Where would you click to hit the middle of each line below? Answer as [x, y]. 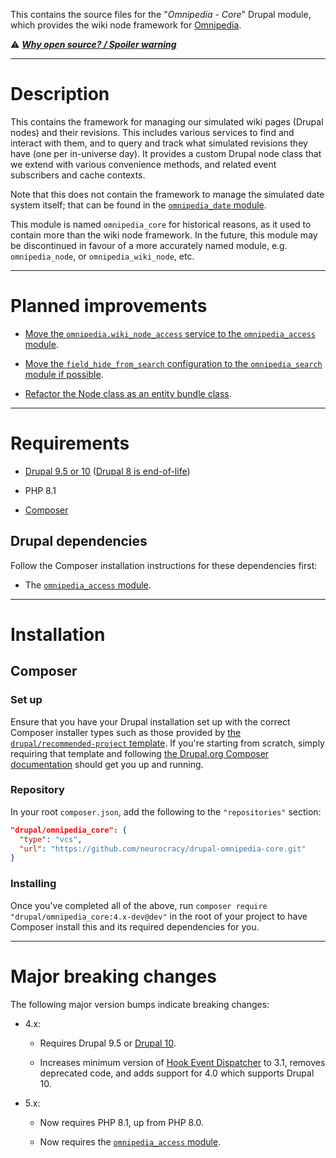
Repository [37, 790]
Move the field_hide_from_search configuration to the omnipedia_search [173, 363]
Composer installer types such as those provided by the [126, 732]
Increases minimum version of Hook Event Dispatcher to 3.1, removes [182, 1062]
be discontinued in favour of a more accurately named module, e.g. [149, 245]
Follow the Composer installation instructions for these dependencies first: [164, 565]
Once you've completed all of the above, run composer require [139, 905]
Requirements [70, 443]
